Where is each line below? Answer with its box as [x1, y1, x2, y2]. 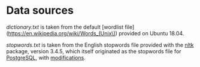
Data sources [6, 4, 74, 17]
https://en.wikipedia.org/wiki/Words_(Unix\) [8, 29, 116, 36]
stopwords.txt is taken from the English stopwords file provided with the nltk [6, 41, 194, 48]
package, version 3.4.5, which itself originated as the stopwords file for [6, 47, 181, 54]
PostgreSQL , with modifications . [6, 54, 86, 61]
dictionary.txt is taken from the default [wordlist [6, 23, 124, 31]
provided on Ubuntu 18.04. [119, 29, 184, 36]
